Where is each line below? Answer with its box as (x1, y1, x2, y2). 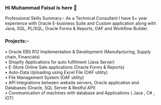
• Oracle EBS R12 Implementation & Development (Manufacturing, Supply (5, 48, 151, 55)
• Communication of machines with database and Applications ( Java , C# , (5, 90, 155, 96)
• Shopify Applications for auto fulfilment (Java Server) (5, 59, 115, 65)
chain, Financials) (5, 54, 40, 60)
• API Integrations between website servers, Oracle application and (5, 79, 139, 85)
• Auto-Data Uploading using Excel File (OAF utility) (5, 69, 108, 75)
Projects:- (5, 38, 29, 45)
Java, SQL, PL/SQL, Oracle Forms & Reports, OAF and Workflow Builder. (5, 26, 148, 31)
